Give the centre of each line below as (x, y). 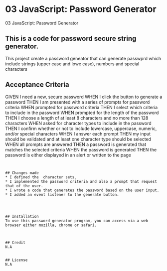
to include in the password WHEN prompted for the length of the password (82, 113)
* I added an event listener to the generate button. (62, 195)
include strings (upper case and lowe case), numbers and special (72, 64)
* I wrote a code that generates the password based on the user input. (82, 190)
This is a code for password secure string (71, 39)
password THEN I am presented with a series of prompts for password (78, 102)
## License (16, 260)
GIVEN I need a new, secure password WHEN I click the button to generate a (84, 97)
